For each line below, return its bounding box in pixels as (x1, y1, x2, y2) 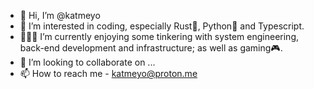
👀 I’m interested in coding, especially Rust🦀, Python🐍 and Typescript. (19, 20, 305, 32)
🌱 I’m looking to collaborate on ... (19, 56, 156, 68)
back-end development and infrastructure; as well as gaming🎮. (19, 42, 283, 54)
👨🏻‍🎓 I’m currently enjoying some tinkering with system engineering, (19, 31, 300, 42)
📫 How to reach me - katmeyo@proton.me (19, 68, 198, 79)
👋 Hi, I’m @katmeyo (19, 10, 101, 21)
